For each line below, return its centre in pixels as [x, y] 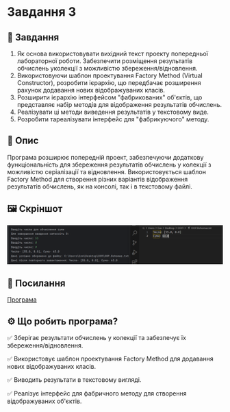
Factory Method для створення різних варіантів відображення [98, 179]
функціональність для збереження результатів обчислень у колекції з [109, 165]
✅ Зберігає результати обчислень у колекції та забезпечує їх [97, 338]
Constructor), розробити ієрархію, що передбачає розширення [109, 83]
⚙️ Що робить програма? [63, 321]
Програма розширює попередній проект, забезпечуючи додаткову [105, 157]
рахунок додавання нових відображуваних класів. [91, 90]
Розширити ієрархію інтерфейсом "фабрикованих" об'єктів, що [110, 97]
